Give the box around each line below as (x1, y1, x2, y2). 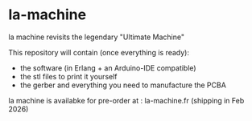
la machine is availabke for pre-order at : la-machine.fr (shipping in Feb (8, 95, 245, 105)
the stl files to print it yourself (19, 71, 118, 81)
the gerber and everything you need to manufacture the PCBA (19, 80, 227, 90)
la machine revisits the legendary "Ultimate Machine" (8, 32, 185, 42)
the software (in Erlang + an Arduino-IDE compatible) (19, 63, 196, 73)
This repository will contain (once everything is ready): (8, 47, 189, 57)
